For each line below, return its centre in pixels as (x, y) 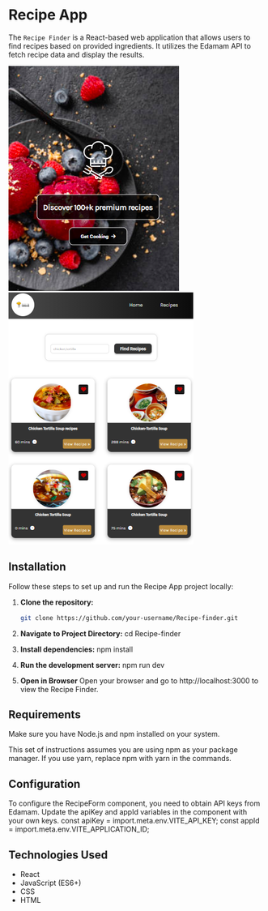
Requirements (45, 715)
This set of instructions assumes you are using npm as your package (123, 750)
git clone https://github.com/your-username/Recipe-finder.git (129, 618)
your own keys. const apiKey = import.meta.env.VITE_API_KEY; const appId (134, 821)
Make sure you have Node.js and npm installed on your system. (114, 734)
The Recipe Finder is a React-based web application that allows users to (130, 37)
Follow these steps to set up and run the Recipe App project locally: (121, 586)
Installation (37, 567)
